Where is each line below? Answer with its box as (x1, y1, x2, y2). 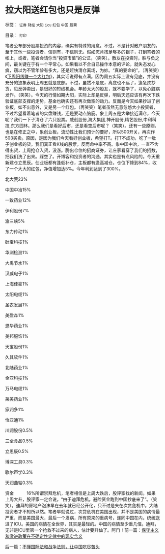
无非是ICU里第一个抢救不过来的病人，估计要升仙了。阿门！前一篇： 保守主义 (5, 527, 159, 533)
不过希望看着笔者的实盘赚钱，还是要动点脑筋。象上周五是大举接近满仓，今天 (5, 110, 160, 116)
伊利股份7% (5, 207, 29, 213)
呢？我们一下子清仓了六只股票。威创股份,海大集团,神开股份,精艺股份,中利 (5, 116, 152, 122)
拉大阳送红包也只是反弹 (5, 4, 100, 16)
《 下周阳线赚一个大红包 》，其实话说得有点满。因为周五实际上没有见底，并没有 (5, 73, 160, 79)
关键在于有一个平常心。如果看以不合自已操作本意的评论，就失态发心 (18, 61, 156, 67)
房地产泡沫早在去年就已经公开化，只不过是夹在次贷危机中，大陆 (28, 502, 158, 508)
